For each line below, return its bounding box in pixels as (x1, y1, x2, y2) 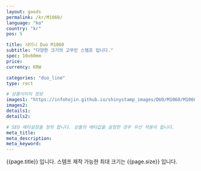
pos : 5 (6, 31, 23, 37)
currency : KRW (6, 64, 42, 70)
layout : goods (6, 8, 42, 15)
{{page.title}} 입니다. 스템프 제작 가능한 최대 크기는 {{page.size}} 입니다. (6, 158, 178, 165)
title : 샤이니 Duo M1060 (6, 42, 65, 48)
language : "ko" (6, 20, 44, 26)
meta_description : (6, 135, 52, 141)
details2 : (6, 113, 31, 120)
